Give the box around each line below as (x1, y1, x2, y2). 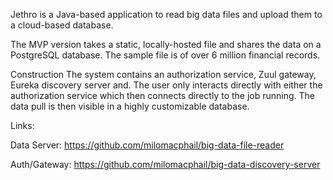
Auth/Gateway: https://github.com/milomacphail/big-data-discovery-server (10, 159, 321, 170)
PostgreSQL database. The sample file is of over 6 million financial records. (10, 49, 321, 61)
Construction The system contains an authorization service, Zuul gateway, (10, 69, 317, 80)
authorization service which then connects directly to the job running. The (10, 90, 316, 101)
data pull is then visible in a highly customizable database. (10, 100, 250, 112)
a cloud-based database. (10, 19, 114, 31)
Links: (10, 120, 35, 131)
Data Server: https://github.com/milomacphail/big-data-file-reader (10, 139, 285, 151)
